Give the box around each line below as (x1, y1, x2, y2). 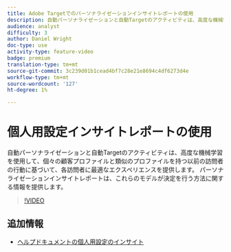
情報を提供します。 (12, 183, 67, 191)
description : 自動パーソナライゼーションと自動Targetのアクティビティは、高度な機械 (7, 16, 223, 23)
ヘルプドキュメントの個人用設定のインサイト (16, 238, 144, 246)
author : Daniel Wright (7, 36, 72, 43)
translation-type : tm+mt (7, 61, 78, 68)
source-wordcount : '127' (7, 80, 78, 87)
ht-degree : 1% (7, 87, 48, 93)
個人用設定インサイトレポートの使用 (7, 124, 212, 140)
